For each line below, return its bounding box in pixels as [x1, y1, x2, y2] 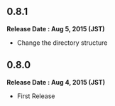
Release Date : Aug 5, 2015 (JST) [6, 24, 105, 33]
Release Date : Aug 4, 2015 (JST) [6, 78, 106, 86]
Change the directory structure [16, 38, 108, 47]
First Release [16, 92, 55, 100]
